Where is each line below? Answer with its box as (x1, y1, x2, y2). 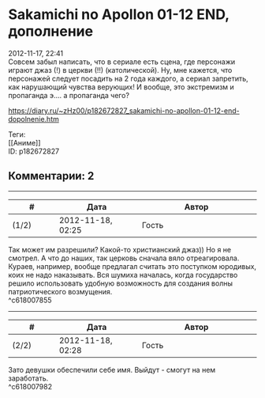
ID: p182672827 (8, 146, 60, 156)
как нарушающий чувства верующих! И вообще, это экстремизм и (8, 81, 234, 92)
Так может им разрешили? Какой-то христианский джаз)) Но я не (8, 244, 231, 254)
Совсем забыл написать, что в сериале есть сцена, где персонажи (8, 57, 236, 66)
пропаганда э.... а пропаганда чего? (8, 90, 130, 100)
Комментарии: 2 (8, 169, 95, 183)
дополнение (8, 22, 93, 40)
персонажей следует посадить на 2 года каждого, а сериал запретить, (8, 74, 248, 83)
